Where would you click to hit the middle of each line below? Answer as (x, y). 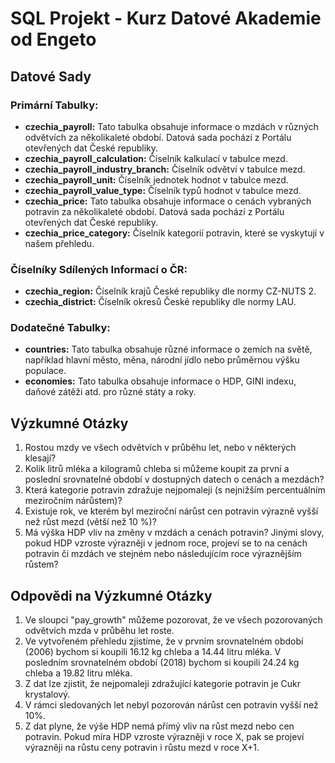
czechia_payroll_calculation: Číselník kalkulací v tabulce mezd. (156, 158)
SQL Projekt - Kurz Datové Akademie (166, 18)
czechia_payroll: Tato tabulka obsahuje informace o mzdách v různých (171, 126)
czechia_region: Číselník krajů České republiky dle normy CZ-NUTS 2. (170, 291)
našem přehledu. (59, 243)
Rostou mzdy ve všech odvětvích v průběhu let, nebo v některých (160, 448)
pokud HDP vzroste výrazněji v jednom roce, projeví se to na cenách (166, 543)
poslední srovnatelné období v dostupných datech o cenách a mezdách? (174, 479)
